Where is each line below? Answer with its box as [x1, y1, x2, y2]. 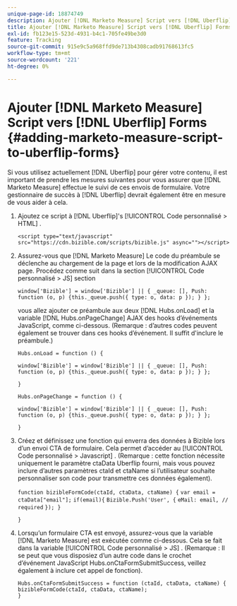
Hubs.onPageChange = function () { [17, 393, 123, 400]
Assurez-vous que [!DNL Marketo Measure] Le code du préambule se [17, 251, 221, 260]
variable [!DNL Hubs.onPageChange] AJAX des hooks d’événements [17, 314, 217, 322]
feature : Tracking [7, 37, 61, 44]
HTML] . [17, 219, 42, 227]
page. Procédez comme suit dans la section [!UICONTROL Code [17, 266, 205, 275]
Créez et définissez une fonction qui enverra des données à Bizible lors [17, 436, 226, 445]
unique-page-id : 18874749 [7, 10, 83, 18]
